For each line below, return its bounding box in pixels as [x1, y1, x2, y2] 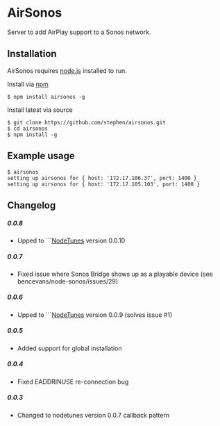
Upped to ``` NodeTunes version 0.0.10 [17, 236, 126, 245]
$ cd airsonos [7, 125, 49, 132]
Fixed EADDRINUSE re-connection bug [17, 377, 129, 386]
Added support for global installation [17, 344, 122, 352]
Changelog [7, 199, 56, 211]
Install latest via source [7, 106, 73, 114]
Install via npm [7, 80, 49, 88]
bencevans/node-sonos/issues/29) [17, 277, 119, 286]
